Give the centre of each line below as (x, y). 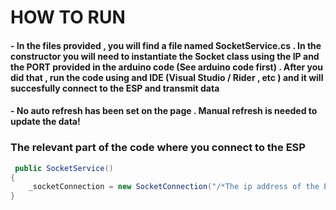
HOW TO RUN (68, 17)
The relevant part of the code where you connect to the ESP (158, 148)
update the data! (45, 122)
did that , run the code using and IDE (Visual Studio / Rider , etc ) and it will (167, 77)
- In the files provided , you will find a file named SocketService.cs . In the (166, 45)
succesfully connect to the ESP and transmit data (115, 88)
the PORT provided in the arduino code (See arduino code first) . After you (167, 67)
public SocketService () (64, 168)
